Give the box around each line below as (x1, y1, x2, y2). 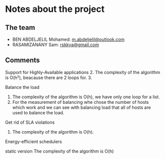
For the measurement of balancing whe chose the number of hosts (12, 99, 149, 105)
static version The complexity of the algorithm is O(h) (5, 148, 114, 154)
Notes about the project (5, 3, 105, 15)
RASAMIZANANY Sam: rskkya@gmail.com (12, 42, 99, 48)
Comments (5, 56, 40, 65)
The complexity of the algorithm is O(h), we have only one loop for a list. (12, 93, 160, 100)
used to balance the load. (12, 109, 64, 115)
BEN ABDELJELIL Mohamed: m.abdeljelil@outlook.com (12, 36, 125, 42)
